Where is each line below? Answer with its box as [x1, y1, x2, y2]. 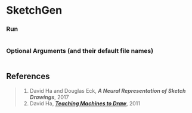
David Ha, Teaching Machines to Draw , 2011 [29, 99, 140, 107]
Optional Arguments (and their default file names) [6, 47, 154, 55]
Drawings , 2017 [29, 93, 69, 101]
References [6, 71, 50, 81]
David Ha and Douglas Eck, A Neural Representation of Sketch [29, 87, 186, 94]
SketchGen [6, 4, 63, 17]
